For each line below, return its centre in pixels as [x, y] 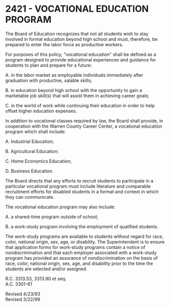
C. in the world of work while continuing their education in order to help [80, 105]
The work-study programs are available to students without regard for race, [84, 236]
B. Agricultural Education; [32, 151]
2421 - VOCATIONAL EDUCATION [77, 9]
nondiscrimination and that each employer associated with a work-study [81, 253]
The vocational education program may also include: [60, 207]
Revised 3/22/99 [23, 299]
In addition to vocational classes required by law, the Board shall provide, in [84, 120]
